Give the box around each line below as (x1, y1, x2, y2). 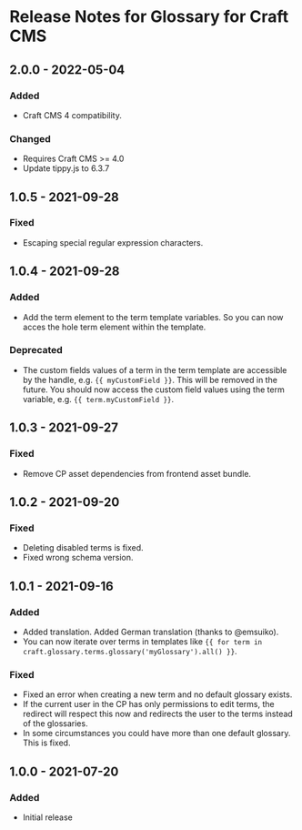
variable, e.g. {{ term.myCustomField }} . (22, 393, 175, 404)
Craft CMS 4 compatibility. (22, 109, 123, 120)
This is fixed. (22, 737, 71, 748)
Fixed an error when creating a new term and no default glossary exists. (22, 689, 293, 700)
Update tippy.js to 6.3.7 (22, 163, 110, 174)
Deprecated (9, 344, 64, 357)
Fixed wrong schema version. (22, 552, 134, 563)
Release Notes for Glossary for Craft (9, 6, 289, 27)
